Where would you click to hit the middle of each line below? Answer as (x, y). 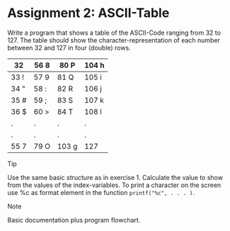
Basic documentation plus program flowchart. (74, 220)
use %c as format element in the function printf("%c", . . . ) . (101, 192)
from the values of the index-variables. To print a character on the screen (114, 185)
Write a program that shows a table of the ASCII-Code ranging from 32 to (114, 33)
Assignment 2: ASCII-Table (88, 13)
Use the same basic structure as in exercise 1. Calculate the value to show (115, 177)
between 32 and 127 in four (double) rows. (69, 47)
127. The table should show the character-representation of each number (114, 40)
